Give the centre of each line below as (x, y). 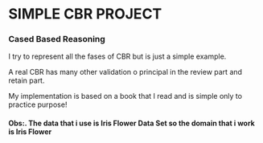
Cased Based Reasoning (57, 39)
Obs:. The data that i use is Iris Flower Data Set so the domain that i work (131, 123)
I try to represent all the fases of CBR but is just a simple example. (117, 56)
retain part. (27, 80)
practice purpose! (38, 104)
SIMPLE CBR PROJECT (85, 14)
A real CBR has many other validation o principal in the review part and (125, 72)
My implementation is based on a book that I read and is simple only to (125, 96)
